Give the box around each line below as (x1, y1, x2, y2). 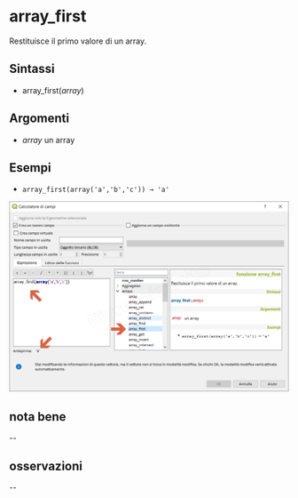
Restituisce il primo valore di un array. (9, 36, 147, 46)
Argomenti (9, 111, 69, 126)
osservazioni (9, 458, 82, 473)
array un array (21, 134, 75, 145)
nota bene (9, 409, 67, 424)
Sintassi (9, 61, 55, 76)
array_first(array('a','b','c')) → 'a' (21, 185, 170, 195)
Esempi (9, 160, 51, 175)
